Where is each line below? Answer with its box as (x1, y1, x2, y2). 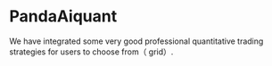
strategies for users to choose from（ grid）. (9, 46, 174, 57)
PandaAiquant (9, 6, 118, 27)
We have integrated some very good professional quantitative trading (9, 36, 264, 46)
